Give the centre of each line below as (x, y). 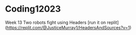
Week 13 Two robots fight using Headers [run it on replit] (62, 22)
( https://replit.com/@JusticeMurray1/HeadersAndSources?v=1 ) (68, 27)
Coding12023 (33, 9)
